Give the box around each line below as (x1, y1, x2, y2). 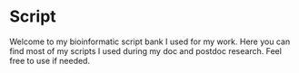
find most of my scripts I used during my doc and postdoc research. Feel (9, 45, 282, 56)
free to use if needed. (9, 55, 91, 66)
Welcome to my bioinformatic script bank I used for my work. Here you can (9, 36, 291, 47)
